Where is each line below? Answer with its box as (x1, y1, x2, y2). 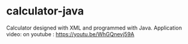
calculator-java (6, 4, 85, 18)
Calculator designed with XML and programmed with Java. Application (6, 24, 183, 31)
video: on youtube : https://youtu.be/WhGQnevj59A (6, 30, 135, 37)
